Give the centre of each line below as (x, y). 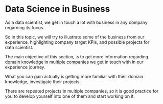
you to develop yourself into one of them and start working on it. (70, 96)
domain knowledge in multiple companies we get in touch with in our (74, 62)
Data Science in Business (58, 9)
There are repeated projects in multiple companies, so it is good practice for (82, 91)
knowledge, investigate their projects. (43, 82)
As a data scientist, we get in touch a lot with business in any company (76, 22)
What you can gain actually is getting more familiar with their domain (74, 76)
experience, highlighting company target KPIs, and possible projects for (77, 42)
